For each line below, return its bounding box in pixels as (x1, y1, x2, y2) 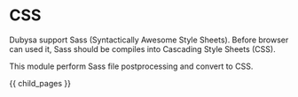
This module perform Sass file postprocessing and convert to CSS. (9, 61, 254, 71)
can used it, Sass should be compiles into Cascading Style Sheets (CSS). (9, 43, 277, 54)
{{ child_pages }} (9, 78, 71, 88)
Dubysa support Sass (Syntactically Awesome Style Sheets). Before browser (9, 34, 289, 45)
